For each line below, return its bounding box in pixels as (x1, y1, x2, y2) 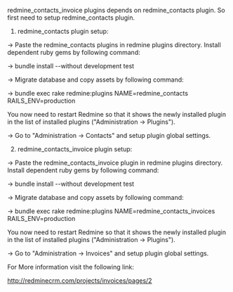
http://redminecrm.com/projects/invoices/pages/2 (7, 277, 152, 284)
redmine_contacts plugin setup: (17, 27, 109, 35)
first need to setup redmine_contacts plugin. (7, 13, 135, 22)
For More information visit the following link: (7, 263, 135, 271)
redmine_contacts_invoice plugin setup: (17, 145, 133, 153)
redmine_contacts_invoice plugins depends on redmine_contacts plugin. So (7, 6, 226, 14)
